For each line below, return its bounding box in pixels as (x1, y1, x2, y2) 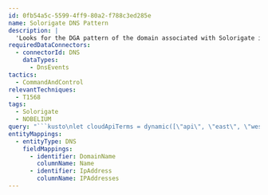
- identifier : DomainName (29, 152, 116, 160)
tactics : (8, 71, 37, 79)
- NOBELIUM (15, 115, 52, 123)
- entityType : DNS (15, 137, 77, 146)
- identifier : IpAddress (29, 167, 112, 175)
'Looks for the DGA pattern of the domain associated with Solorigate (15, 33, 255, 42)
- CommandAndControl (15, 78, 84, 86)
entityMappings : (8, 130, 62, 138)
